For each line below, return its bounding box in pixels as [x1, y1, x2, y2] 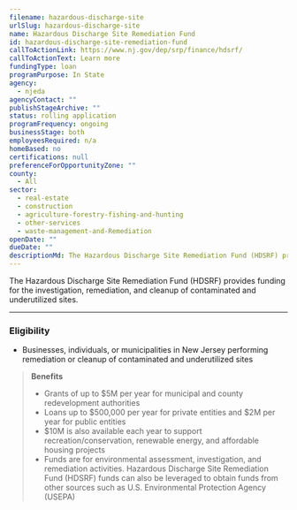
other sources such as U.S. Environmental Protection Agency [43, 483, 267, 493]
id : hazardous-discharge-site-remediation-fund [9, 37, 188, 47]
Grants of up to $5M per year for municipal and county [43, 388, 244, 399]
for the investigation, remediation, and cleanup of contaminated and [9, 285, 256, 295]
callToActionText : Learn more [9, 54, 121, 63]
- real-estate [17, 194, 69, 203]
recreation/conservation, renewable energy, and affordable [43, 435, 259, 446]
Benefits [30, 371, 64, 382]
